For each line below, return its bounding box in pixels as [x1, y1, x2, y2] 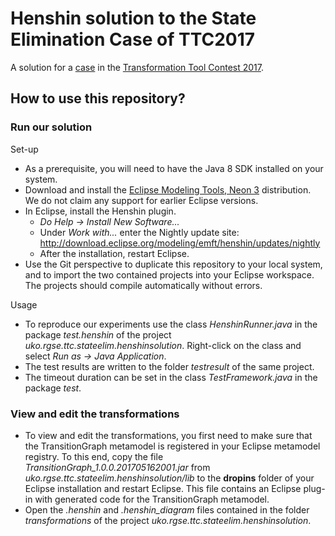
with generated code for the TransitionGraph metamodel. [34, 493, 270, 505]
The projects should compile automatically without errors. [24, 279, 263, 291]
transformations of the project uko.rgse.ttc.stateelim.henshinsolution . [24, 514, 312, 526]
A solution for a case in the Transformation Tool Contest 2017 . [10, 61, 265, 73]
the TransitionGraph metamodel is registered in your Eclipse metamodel [24, 440, 321, 452]
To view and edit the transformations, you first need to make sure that [24, 429, 313, 441]
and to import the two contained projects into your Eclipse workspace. [24, 268, 315, 281]
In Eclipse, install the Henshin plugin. [24, 205, 177, 217]
